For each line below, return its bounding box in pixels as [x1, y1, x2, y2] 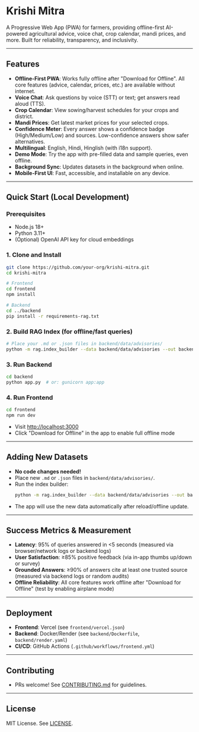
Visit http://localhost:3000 [14, 423, 79, 430]
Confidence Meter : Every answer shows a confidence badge [14, 125, 165, 132]
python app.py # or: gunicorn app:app [6, 379, 105, 385]
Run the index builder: [14, 480, 69, 488]
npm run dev [6, 412, 36, 418]
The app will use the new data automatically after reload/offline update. [14, 502, 189, 510]
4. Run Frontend [6, 393, 53, 402]
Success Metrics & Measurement [6, 525, 131, 535]
